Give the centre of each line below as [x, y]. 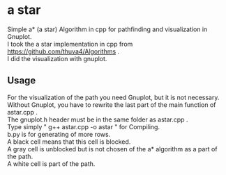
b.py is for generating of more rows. [59, 134]
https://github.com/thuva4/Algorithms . [63, 51]
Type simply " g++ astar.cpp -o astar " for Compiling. [84, 126]
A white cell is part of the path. [51, 164]
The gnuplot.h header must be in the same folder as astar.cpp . [98, 119]
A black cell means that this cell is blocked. [69, 142]
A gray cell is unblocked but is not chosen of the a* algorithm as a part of [112, 149]
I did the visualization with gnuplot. [57, 58]
